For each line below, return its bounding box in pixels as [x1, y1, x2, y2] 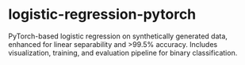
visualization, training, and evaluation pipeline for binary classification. [8, 48, 238, 57]
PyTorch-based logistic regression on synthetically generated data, [8, 31, 228, 41]
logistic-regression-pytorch [8, 5, 197, 23]
